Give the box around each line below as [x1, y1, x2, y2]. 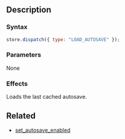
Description [6, 5, 51, 15]
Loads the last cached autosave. [6, 93, 88, 100]
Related [6, 111, 36, 121]
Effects [6, 79, 28, 88]
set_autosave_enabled [14, 126, 71, 134]
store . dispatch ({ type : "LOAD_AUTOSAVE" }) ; [6, 36, 120, 43]
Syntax [6, 23, 28, 31]
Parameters [6, 51, 41, 59]
